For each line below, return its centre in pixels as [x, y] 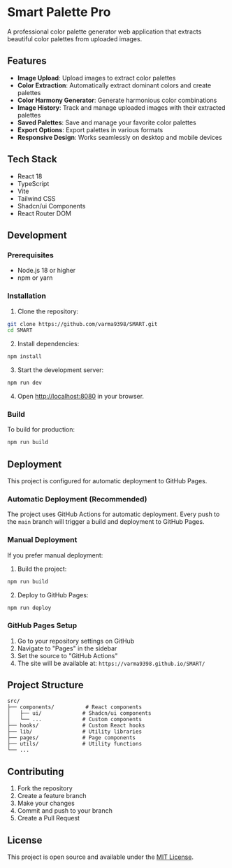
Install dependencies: [48, 344]
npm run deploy [29, 608]
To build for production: [41, 429]
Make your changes [46, 803]
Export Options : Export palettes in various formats [90, 129]
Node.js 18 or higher [46, 271]
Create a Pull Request [49, 818]
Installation [27, 296]
